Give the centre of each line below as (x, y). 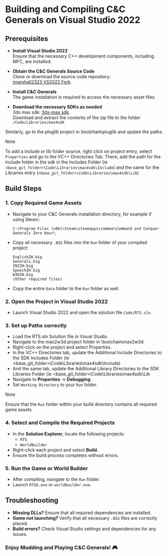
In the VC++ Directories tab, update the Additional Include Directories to (87, 353)
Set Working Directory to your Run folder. (55, 385)
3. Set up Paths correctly (36, 325)
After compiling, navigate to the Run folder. (56, 479)
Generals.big (26, 261)
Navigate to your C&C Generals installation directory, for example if (82, 214)
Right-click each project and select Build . (55, 450)
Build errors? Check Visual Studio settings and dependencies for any (84, 529)
